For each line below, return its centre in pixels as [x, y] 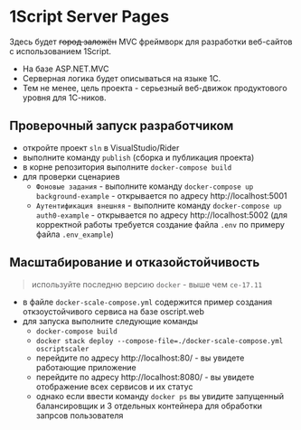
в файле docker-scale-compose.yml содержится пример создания [147, 302]
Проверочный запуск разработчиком [122, 126]
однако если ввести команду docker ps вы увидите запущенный [160, 396]
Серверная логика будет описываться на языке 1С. [122, 78]
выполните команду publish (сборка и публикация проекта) [138, 157]
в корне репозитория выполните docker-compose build [127, 167]
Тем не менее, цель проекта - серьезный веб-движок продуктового [155, 88]
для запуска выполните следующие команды [110, 321]
